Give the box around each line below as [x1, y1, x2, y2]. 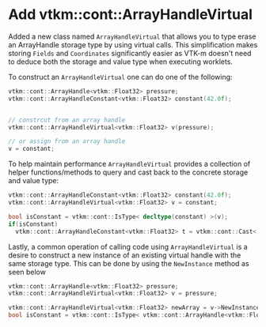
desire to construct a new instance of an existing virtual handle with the [8, 250, 241, 260]
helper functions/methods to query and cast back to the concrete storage [8, 167, 249, 177]
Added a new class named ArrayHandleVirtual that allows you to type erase [8, 32, 256, 41]
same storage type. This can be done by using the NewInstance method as [8, 258, 249, 268]
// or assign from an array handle [8, 137, 126, 145]
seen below [8, 267, 46, 276]
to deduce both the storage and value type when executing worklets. [8, 57, 234, 66]
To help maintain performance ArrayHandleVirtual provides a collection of [8, 160, 251, 169]
